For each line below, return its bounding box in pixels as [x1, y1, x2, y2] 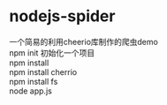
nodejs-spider [9, 6, 116, 26]
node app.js [9, 86, 53, 96]
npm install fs [9, 76, 58, 86]
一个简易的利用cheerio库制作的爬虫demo [9, 36, 159, 47]
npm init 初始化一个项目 [9, 47, 95, 58]
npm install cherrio [9, 66, 78, 77]
